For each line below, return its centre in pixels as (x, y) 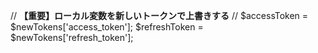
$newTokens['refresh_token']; (72, 37)
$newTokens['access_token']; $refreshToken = (107, 27)
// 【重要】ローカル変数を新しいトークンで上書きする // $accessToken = (159, 15)
